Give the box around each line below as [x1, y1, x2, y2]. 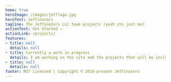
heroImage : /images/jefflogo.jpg [5, 12, 76, 17]
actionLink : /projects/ [5, 31, 56, 36]
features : [5, 36, 26, 41]
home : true [5, 7, 28, 13]
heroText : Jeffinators [5, 17, 53, 22]
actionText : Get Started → [5, 26, 63, 32]
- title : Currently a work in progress [5, 50, 90, 55]
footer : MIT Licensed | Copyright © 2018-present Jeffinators [5, 69, 140, 74]
